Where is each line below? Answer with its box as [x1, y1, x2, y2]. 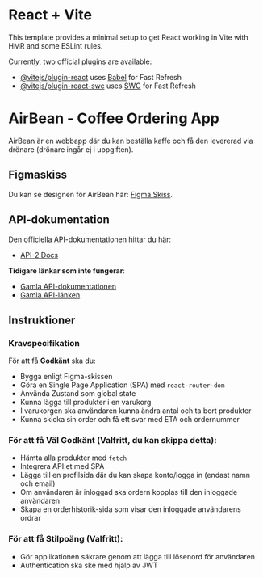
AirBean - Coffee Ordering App [8, 109, 220, 128]
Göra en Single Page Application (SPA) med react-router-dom [19, 380, 225, 390]
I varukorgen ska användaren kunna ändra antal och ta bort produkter [19, 406, 252, 416]
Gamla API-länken [19, 289, 81, 300]
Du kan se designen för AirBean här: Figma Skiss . [8, 189, 173, 199]
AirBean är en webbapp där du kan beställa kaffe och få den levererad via [8, 136, 253, 146]
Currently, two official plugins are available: [8, 57, 152, 66]
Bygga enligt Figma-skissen [19, 372, 113, 382]
